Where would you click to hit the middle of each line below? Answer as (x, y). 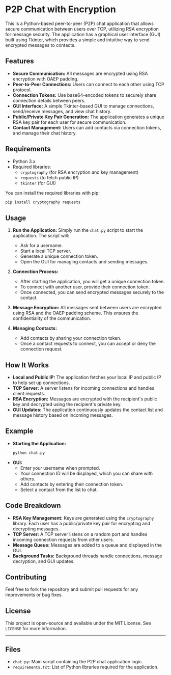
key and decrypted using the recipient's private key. (67, 404)
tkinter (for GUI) (38, 183)
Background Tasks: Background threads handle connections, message (88, 556)
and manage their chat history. (45, 133)
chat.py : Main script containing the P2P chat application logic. (78, 661)
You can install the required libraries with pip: (53, 193)
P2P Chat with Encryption (61, 9)
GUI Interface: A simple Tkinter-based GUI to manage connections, (83, 106)
